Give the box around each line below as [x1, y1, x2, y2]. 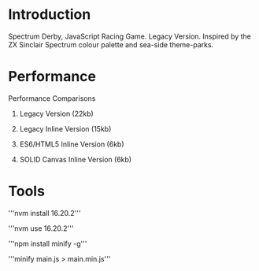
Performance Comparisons [8, 93, 96, 103]
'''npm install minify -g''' [8, 239, 87, 248]
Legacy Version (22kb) [19, 109, 94, 118]
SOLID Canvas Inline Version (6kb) [19, 154, 132, 164]
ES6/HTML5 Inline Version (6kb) [19, 139, 124, 149]
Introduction [8, 6, 91, 24]
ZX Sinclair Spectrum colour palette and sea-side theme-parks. [8, 39, 214, 49]
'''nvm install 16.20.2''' [8, 208, 81, 217]
